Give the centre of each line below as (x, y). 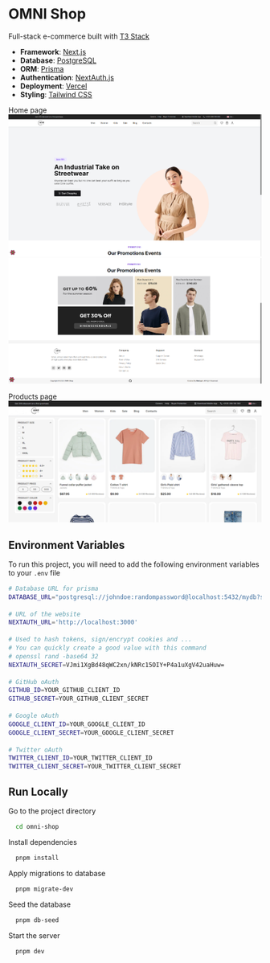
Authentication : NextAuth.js (67, 77)
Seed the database (39, 904)
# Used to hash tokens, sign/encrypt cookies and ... (100, 640)
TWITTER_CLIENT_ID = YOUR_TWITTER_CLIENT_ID (80, 758)
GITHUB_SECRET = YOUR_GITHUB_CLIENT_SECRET (79, 699)
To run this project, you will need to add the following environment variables (134, 564)
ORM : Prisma (42, 68)
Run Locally (38, 791)
